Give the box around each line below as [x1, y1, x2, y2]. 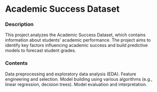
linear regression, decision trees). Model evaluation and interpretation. [5, 81, 147, 87]
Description [5, 21, 34, 28]
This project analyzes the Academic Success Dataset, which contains [5, 32, 146, 38]
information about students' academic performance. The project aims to [5, 37, 151, 43]
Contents [5, 60, 28, 67]
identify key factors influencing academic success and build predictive [5, 43, 148, 48]
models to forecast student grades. [5, 47, 76, 53]
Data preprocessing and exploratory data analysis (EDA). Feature [5, 71, 136, 77]
